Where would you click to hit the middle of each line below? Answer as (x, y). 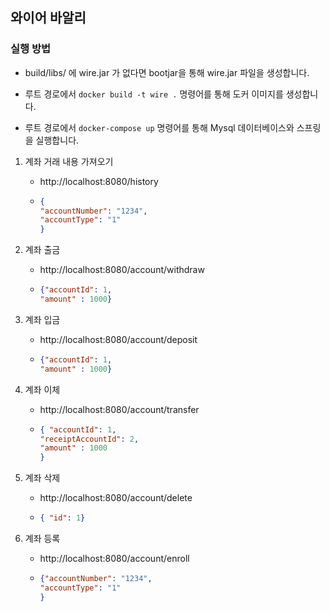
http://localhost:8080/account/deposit (118, 339)
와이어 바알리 (48, 18)
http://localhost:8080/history (99, 181)
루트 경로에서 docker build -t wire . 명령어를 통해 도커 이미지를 (154, 94)
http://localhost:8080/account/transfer (119, 409)
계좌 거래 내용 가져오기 (69, 161)
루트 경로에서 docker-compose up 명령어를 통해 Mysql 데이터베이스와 (159, 127)
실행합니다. (57, 140)
